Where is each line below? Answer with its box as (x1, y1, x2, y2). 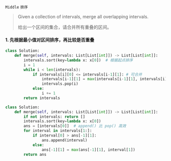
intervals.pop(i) (41, 81, 79, 86)
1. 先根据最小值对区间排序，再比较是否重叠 (5, 37, 95, 43)
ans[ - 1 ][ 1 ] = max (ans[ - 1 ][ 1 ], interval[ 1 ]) (41, 147, 136, 152)
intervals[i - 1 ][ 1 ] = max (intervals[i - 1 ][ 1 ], (41, 77, 138, 82)
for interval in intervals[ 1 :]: (23, 128, 93, 134)
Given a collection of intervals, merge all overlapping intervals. (17, 14, 149, 19)
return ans (23, 152, 47, 157)
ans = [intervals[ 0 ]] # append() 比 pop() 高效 (23, 123, 126, 128)
